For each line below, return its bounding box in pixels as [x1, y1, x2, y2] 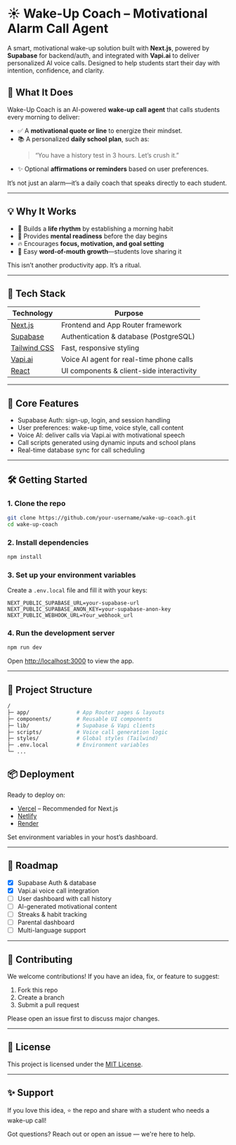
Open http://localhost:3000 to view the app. [7, 656, 135, 666]
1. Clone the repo [7, 498, 66, 508]
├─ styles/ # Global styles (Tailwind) [7, 735, 159, 742]
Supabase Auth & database [17, 878, 97, 887]
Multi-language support [17, 926, 86, 935]
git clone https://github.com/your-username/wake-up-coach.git [7, 514, 197, 522]
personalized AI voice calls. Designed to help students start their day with [7, 58, 220, 67]
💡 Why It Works [7, 206, 77, 218]
